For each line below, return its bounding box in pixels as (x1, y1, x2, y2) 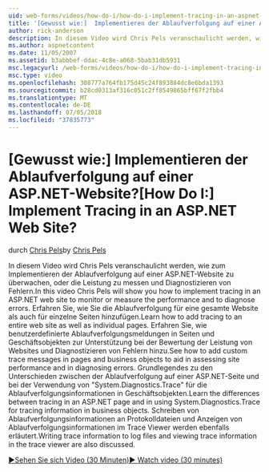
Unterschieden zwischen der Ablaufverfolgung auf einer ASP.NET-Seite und (8, 371, 259, 381)
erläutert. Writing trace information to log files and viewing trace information (8, 430, 258, 441)
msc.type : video (8, 71, 62, 79)
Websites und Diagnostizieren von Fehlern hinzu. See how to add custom (8, 345, 248, 355)
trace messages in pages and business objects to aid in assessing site (8, 354, 240, 364)
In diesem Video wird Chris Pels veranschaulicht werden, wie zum (8, 260, 226, 270)
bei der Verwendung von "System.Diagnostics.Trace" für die (8, 380, 208, 389)
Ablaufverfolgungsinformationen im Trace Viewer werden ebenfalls (8, 422, 230, 432)
